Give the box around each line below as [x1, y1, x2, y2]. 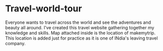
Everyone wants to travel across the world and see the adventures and [5, 19, 151, 25]
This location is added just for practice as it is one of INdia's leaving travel [5, 35, 158, 41]
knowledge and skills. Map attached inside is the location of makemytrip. [5, 30, 155, 36]
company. [5, 40, 26, 46]
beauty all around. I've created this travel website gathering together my [5, 24, 154, 30]
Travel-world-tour [5, 3, 82, 14]
